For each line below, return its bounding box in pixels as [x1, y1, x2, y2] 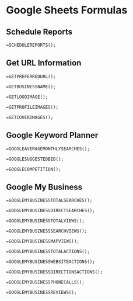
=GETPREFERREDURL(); [6, 74, 57, 79]
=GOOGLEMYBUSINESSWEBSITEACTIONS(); [6, 259, 95, 265]
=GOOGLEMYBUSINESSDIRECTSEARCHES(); [6, 208, 95, 214]
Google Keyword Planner [6, 130, 99, 140]
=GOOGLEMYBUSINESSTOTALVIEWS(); [6, 218, 85, 224]
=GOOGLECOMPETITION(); [6, 166, 61, 172]
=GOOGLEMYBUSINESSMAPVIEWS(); [6, 238, 80, 244]
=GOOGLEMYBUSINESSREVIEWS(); [6, 290, 77, 296]
